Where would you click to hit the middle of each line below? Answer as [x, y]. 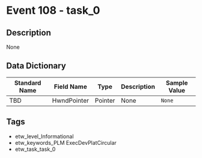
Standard [28, 83]
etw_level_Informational [44, 136]
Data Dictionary [36, 66]
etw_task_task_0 [35, 149]
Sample [177, 83]
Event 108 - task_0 [53, 11]
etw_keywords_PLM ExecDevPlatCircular [66, 142]
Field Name [70, 87]
